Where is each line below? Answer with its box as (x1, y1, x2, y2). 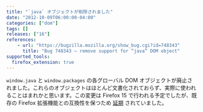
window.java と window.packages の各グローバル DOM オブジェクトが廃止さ (6, 76, 193, 84)
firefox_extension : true (12, 59, 75, 65)
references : (6, 37, 36, 43)
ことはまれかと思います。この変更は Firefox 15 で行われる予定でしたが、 (11, 92, 192, 99)
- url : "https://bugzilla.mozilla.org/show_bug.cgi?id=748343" (17, 43, 181, 49)
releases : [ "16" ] (6, 31, 50, 37)
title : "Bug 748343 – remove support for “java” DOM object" (22, 48, 181, 54)
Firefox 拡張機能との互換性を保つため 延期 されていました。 (18, 99, 168, 106)
